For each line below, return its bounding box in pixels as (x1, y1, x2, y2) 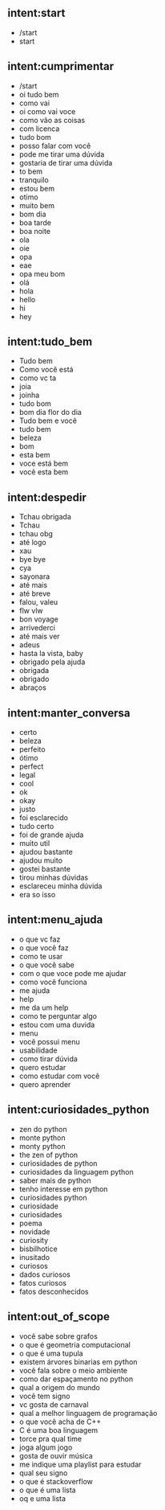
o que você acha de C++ (18, 1417, 102, 1426)
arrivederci (18, 623, 55, 633)
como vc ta (18, 373, 57, 383)
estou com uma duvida (18, 1020, 95, 1029)
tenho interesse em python (18, 1184, 108, 1193)
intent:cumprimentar (7, 59, 114, 73)
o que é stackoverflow (18, 1476, 93, 1486)
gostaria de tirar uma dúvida (18, 158, 113, 167)
